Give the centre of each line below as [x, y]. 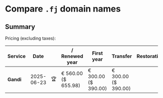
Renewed [72, 56]
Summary [20, 27]
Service [16, 56]
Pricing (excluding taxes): [31, 38]
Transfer [122, 56]
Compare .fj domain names [63, 9]
